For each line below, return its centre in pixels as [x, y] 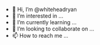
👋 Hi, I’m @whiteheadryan [44, 9]
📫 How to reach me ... [40, 36]
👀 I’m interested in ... [38, 16]
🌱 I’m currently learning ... [44, 22]
